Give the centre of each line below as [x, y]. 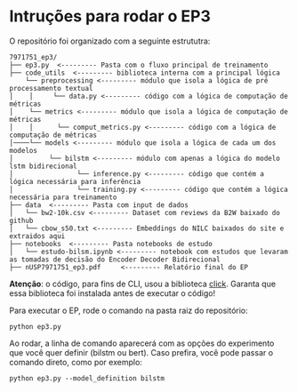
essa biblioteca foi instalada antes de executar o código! [112, 293]
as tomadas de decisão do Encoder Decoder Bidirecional [115, 260]
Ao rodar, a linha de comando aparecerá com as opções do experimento [142, 343]
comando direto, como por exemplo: [76, 362]
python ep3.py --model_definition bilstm [87, 378]
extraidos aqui [37, 236]
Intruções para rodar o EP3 [110, 16]
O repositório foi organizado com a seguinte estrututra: [110, 41]
